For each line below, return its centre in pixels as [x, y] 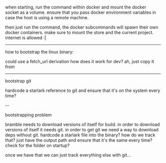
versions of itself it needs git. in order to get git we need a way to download [82, 130]
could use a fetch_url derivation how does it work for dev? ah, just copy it [80, 61]
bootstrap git [18, 81]
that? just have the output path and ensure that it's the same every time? [79, 140]
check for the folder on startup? [38, 145]
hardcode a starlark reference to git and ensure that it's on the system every [83, 90]
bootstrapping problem [28, 115]
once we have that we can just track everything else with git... [68, 155]
